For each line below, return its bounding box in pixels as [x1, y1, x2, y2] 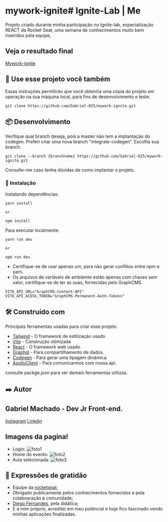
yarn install [5, 201, 33, 206]
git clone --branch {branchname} [5, 154, 75, 159]
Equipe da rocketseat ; [12, 484, 58, 490]
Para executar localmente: [5, 227, 59, 233]
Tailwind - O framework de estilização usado [12, 333, 106, 339]
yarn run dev [5, 237, 33, 242]
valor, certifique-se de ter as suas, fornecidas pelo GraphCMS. [12, 279, 143, 285]
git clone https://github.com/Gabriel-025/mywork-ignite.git [5, 103, 136, 108]
